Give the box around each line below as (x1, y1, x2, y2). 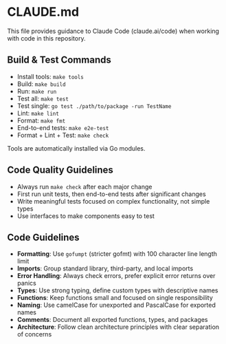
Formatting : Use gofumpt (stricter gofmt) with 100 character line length (16, 250, 218, 258)
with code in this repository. (7, 34, 86, 42)
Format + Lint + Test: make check (16, 131, 109, 139)
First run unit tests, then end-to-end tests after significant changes (16, 190, 206, 198)
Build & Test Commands (7, 54, 111, 66)
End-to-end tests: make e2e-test (16, 123, 109, 131)
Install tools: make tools (16, 72, 84, 80)
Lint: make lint (16, 109, 60, 117)
